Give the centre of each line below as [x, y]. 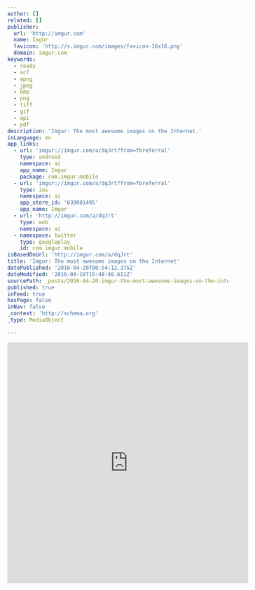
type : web [34, 222]
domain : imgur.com [41, 53]
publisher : [23, 27]
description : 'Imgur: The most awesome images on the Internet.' [104, 131]
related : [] [25, 20]
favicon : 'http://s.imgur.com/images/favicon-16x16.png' [98, 46]
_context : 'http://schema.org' [53, 314]
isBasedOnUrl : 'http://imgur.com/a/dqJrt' [70, 255]
